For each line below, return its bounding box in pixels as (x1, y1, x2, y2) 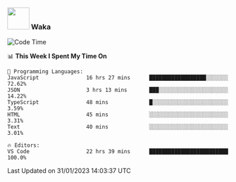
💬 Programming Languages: (7, 68, 83, 75)
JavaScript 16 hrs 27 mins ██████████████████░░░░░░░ (7, 74, 229, 82)
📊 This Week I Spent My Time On (7, 52, 107, 60)
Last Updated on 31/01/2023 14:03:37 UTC (7, 167, 132, 175)
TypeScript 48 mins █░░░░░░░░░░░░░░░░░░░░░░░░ (7, 99, 229, 106)
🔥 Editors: (7, 142, 40, 149)
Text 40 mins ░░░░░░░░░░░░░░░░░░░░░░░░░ (7, 124, 229, 131)
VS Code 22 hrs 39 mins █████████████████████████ (7, 148, 229, 155)
